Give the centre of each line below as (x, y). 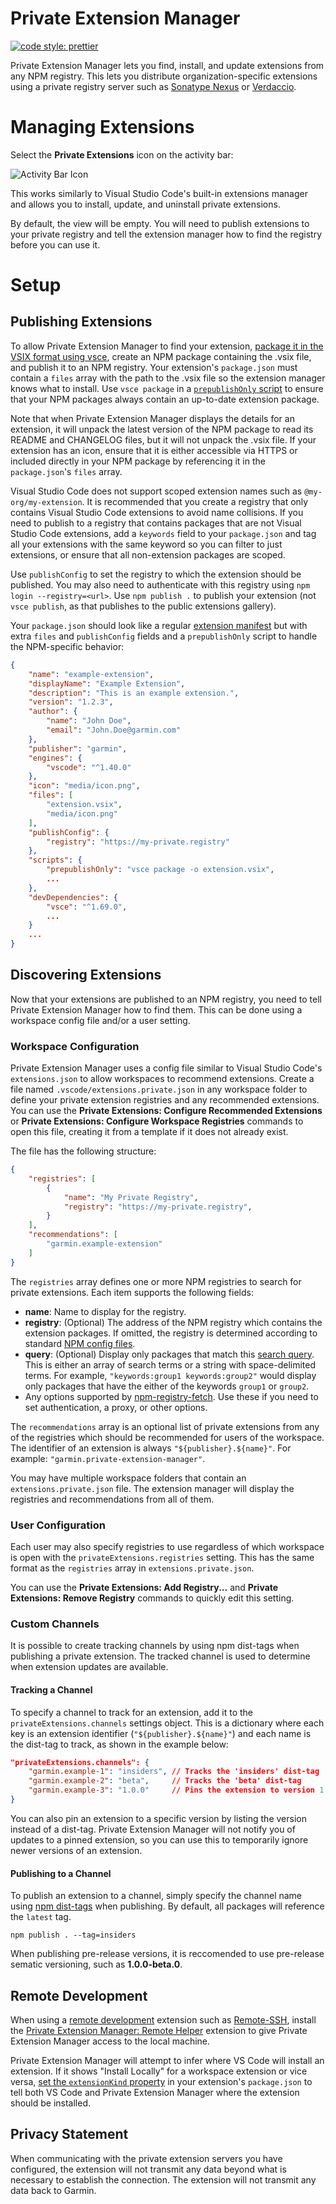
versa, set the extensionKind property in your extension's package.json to (161, 2081)
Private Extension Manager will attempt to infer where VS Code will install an (167, 2060)
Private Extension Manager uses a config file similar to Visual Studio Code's (166, 1068)
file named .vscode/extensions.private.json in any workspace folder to (159, 1089)
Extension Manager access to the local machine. (110, 2041)
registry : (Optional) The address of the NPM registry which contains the (173, 1322)
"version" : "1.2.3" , (71, 702)
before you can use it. (55, 244)
